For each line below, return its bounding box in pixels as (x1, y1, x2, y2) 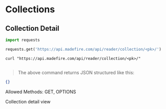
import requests (5, 37, 40, 42)
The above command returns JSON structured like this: (17, 69, 135, 75)
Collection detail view (5, 98, 51, 104)
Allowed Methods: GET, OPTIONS (5, 89, 76, 95)
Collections (5, 4, 55, 15)
